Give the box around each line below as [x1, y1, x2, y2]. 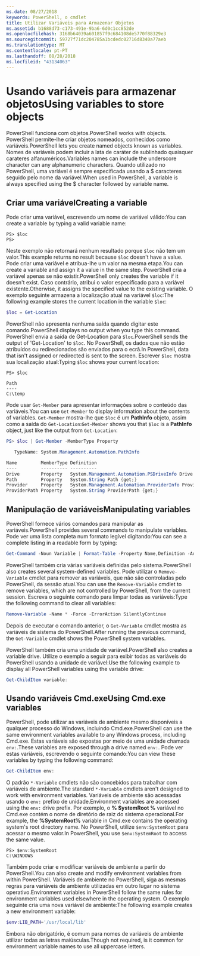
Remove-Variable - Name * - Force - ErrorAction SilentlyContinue [6, 611, 167, 617]
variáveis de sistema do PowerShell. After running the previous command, [6, 628, 186, 635]
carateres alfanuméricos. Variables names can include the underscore [6, 155, 177, 162]
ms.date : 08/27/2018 [6, 8, 58, 15]
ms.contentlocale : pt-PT [6, 48, 68, 54]
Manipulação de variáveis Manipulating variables [6, 504, 190, 514]
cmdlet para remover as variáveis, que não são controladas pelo [29, 574, 186, 581]
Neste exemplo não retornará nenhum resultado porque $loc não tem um [6, 247, 186, 255]
